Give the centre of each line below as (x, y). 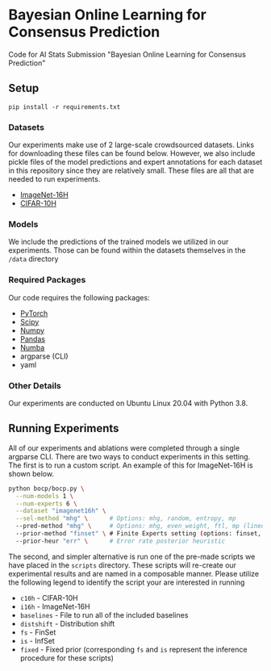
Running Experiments (64, 428)
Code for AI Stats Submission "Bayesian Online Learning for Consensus (127, 54)
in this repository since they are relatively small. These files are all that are (131, 170)
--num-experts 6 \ (47, 503)
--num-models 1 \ (45, 496)
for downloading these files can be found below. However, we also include (132, 153)
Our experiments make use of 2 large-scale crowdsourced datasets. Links (131, 145)
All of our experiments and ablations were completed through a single (124, 448)
